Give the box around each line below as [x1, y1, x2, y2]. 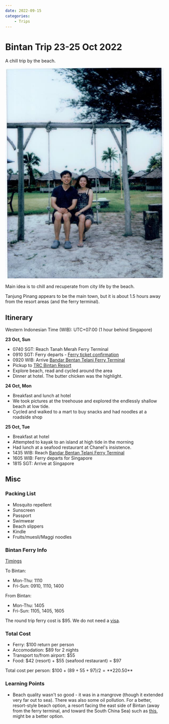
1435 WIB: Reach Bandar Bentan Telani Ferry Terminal [12, 450, 125, 456]
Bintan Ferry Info [5, 546, 47, 553]
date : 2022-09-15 [5, 8, 42, 13]
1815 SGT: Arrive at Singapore [12, 460, 74, 467]
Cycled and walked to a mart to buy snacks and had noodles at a [12, 409, 147, 415]
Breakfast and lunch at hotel [12, 393, 71, 399]
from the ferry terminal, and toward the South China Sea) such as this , [12, 707, 158, 714]
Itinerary [5, 313, 33, 322]
